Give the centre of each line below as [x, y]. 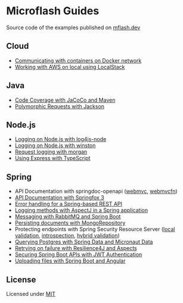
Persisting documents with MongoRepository [70, 223]
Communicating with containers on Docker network [78, 60]
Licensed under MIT [31, 294]
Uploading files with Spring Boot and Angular [70, 261]
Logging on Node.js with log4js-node [61, 139]
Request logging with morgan [51, 152]
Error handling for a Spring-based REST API [69, 204]
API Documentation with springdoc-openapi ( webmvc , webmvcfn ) [96, 191]
